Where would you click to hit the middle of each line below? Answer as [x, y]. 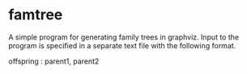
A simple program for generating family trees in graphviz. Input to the [124, 37]
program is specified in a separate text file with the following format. [122, 45]
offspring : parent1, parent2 [54, 61]
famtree [36, 15]
